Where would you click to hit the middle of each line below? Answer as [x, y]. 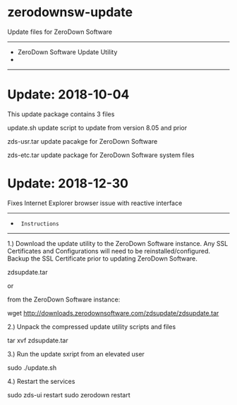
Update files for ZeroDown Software [60, 32]
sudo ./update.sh [32, 368]
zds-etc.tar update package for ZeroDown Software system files [101, 155]
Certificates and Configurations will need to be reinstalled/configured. [109, 251]
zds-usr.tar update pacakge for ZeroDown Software [83, 141]
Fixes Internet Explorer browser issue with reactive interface [95, 203]
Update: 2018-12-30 [68, 183]
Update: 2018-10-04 [68, 95]
